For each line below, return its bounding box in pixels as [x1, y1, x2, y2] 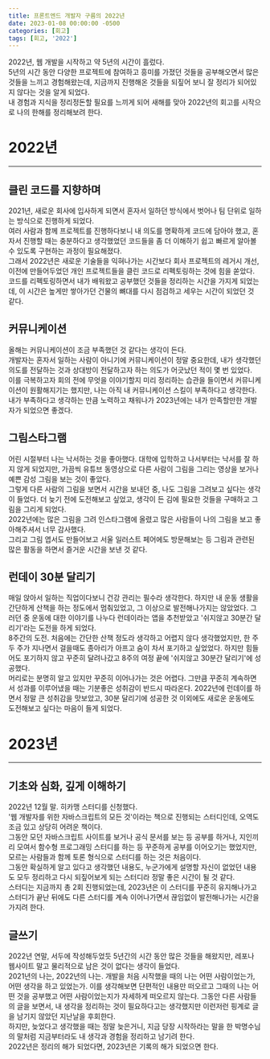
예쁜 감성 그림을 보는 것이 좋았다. [8, 474, 112, 483]
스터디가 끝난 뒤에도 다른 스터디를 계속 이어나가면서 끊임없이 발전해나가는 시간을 [8, 893, 260, 902]
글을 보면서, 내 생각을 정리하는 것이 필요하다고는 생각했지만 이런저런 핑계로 [16, 1002, 251, 1011]
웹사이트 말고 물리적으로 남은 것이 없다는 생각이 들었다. [8, 962, 180, 971]
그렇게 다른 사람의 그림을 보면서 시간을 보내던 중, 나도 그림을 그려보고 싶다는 [8, 484, 247, 494]
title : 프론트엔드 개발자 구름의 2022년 [8, 11, 125, 20]
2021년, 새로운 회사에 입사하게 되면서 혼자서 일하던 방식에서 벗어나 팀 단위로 [8, 206, 247, 215]
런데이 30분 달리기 [8, 570, 96, 584]
